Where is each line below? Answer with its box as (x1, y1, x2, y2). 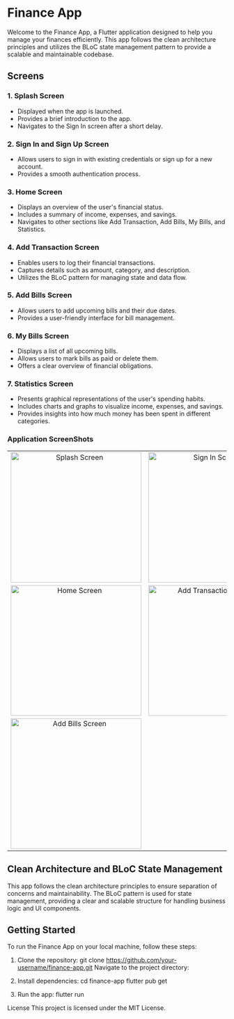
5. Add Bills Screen (7, 290, 72, 300)
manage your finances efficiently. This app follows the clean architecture (7, 35, 217, 43)
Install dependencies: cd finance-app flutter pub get (17, 977, 168, 986)
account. (17, 162, 43, 171)
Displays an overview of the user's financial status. (17, 203, 164, 212)
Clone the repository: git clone (17, 956, 104, 965)
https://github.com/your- (105, 956, 178, 965)
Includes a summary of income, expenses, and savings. (17, 210, 178, 219)
